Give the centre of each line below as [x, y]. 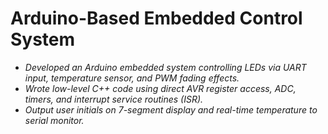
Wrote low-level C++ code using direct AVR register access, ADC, [160, 88]
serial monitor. [54, 120]
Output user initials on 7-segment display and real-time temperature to [171, 109]
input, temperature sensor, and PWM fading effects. [132, 78]
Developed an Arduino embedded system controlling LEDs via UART [165, 67]
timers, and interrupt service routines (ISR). [114, 99]
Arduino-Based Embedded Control [156, 18]
